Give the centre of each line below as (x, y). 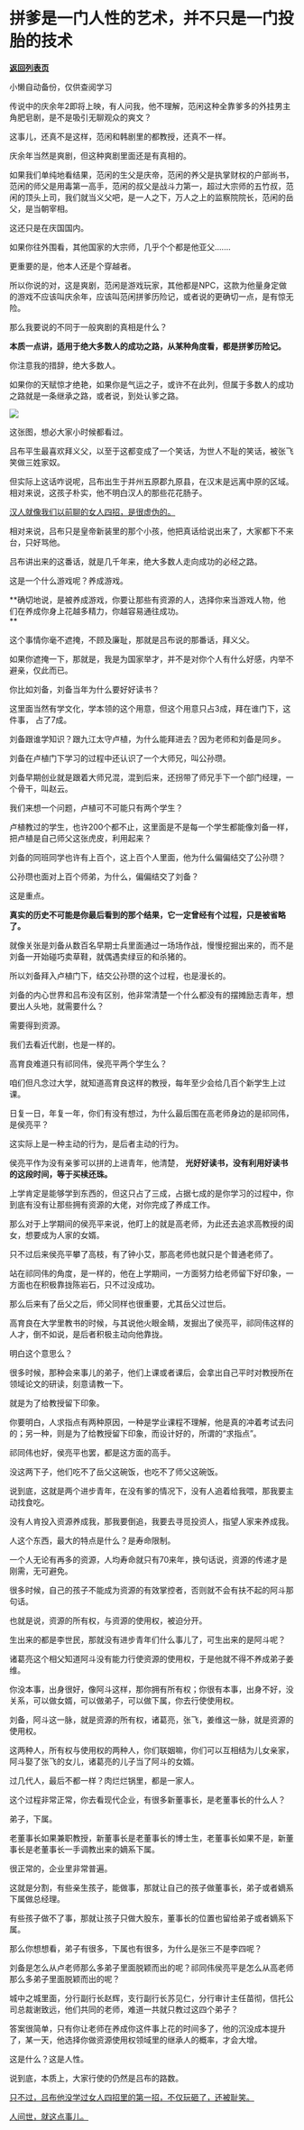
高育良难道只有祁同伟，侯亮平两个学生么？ (88, 1063)
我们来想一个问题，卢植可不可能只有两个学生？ (96, 807)
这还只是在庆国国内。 (49, 227)
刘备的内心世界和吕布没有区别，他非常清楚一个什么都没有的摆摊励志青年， (147, 995)
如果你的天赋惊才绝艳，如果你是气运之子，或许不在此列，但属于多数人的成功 (152, 384)
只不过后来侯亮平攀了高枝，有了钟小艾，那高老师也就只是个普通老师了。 (143, 1253)
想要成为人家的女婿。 (64, 1235)
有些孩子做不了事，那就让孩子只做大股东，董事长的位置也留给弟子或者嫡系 (147, 1918)
